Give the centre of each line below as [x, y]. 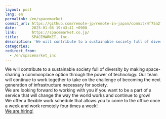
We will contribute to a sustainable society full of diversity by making [75, 69]
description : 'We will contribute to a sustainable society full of [77, 42]
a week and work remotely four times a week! [51, 106]
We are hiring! [19, 111]
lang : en [14, 14]
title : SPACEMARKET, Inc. [37, 37]
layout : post [19, 10]
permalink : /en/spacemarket [34, 19]
